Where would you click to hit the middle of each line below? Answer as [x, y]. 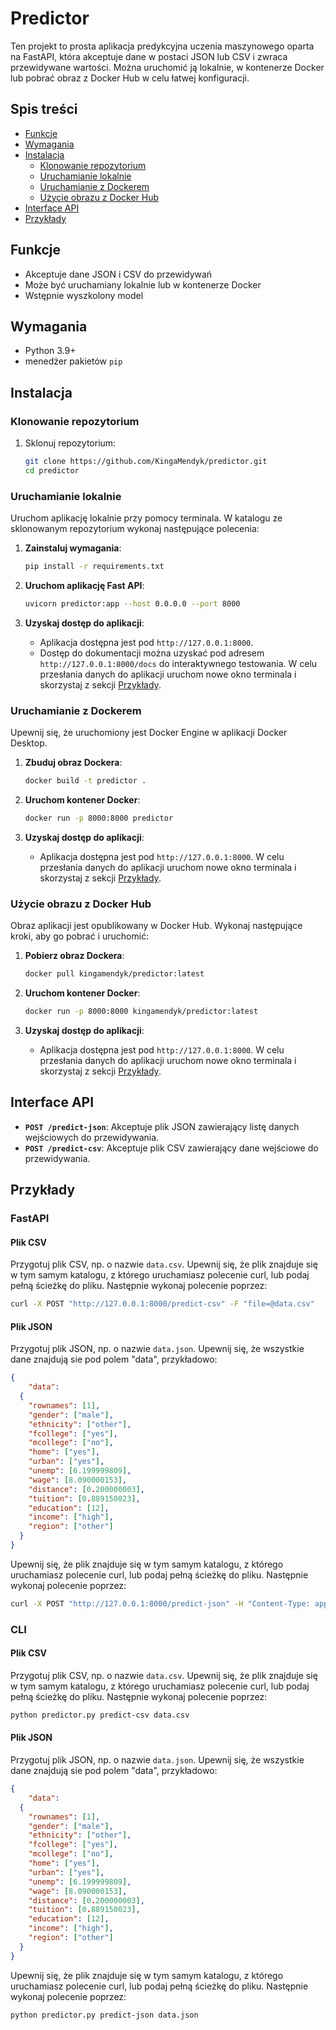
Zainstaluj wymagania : [73, 548]
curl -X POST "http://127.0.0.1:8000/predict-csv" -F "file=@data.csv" [162, 1304]
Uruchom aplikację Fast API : [84, 585]
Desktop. [29, 743]
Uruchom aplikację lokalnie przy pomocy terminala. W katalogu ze [146, 518]
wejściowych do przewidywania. [92, 1137]
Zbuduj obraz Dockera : [73, 763]
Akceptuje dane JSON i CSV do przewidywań [118, 274]
